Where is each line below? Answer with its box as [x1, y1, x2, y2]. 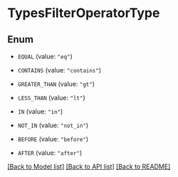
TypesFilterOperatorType [7, 5, 160, 21]
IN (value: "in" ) [17, 107, 63, 115]
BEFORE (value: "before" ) [17, 135, 89, 143]
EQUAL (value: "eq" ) [17, 52, 73, 60]
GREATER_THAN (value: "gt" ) [17, 80, 95, 88]
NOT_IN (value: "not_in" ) [17, 121, 89, 129]
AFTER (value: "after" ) [17, 149, 83, 157]
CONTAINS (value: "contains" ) [17, 66, 102, 74]
